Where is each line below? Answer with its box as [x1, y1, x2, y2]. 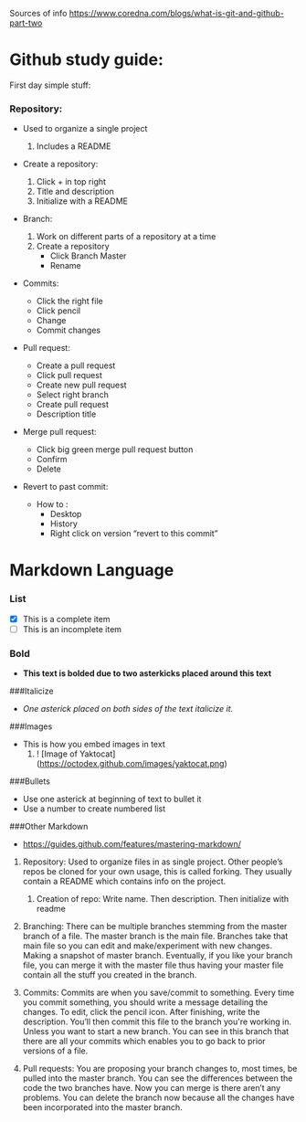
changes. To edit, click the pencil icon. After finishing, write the [22, 1007, 260, 1018]
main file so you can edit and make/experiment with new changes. [22, 940, 272, 951]
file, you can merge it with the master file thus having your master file [22, 959, 284, 971]
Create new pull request [36, 379, 127, 391]
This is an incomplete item [22, 623, 121, 634]
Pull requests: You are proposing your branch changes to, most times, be [22, 1064, 298, 1074]
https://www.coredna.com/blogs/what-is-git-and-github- [69, 8, 285, 18]
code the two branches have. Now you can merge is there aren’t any [22, 1083, 281, 1094]
